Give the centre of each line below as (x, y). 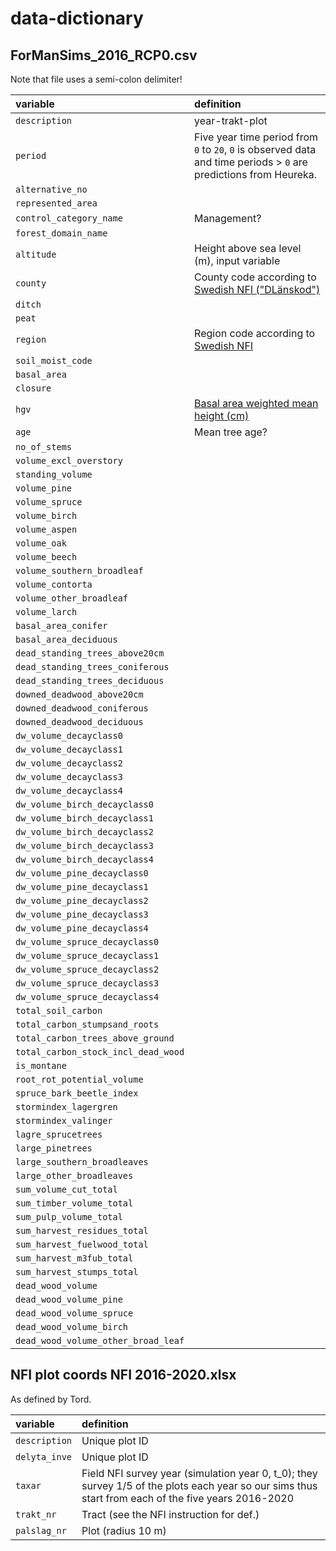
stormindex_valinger (64, 1120)
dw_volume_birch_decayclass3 (84, 845)
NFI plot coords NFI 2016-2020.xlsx (123, 1375)
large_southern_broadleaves (82, 1162)
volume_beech (46, 557)
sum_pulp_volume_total (69, 1217)
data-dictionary (77, 18)
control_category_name (69, 218)
